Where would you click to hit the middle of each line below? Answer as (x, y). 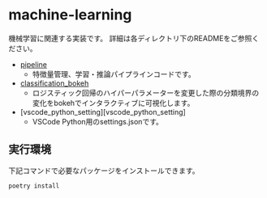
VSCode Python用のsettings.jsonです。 (98, 121)
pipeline (33, 64)
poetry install (34, 186)
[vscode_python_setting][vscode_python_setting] (103, 112)
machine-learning (70, 15)
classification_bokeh (54, 83)
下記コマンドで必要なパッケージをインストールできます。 (104, 171)
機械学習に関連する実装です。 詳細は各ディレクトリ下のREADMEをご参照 (130, 38)
